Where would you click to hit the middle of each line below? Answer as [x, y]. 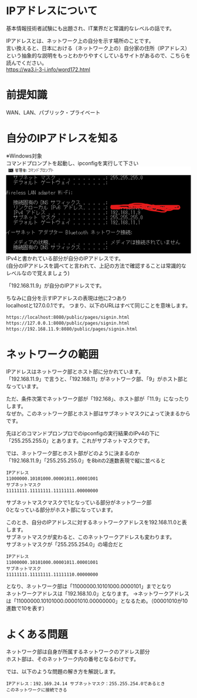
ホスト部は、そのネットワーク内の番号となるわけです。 [73, 659]
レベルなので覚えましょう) [38, 273]
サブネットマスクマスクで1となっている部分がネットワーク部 [79, 503]
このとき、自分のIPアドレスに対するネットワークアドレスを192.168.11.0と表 [96, 522]
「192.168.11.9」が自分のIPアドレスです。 [55, 286]
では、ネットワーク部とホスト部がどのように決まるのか [73, 453]
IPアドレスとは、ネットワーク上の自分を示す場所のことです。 [80, 41]
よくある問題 [37, 634]
